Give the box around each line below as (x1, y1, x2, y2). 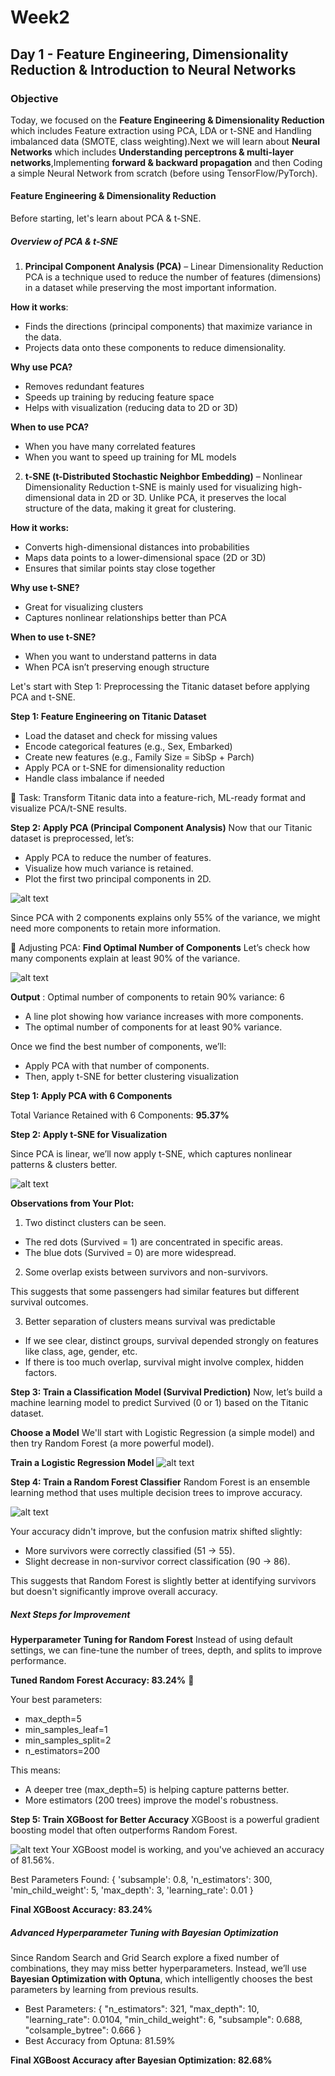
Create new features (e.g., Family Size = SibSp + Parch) (24, 751, 255, 763)
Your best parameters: (10, 1694, 103, 1706)
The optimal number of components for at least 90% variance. (24, 1021, 283, 1033)
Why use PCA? (10, 361, 73, 373)
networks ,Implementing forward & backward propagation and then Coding (10, 156, 323, 168)
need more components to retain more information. (10, 922, 221, 935)
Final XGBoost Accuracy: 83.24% (10, 1904, 153, 1916)
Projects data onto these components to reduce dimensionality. (24, 342, 287, 354)
